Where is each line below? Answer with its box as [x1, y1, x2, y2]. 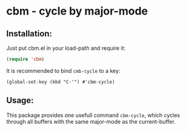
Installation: [6, 29, 53, 39]
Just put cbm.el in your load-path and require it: [6, 44, 126, 52]
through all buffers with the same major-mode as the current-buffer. [6, 118, 176, 125]
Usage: [6, 95, 35, 106]
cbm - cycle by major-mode [6, 4, 148, 18]
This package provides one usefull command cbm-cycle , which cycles [6, 111, 181, 119]
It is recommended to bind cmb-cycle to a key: [6, 67, 121, 74]
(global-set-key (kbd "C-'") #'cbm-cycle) [6, 79, 115, 85]
